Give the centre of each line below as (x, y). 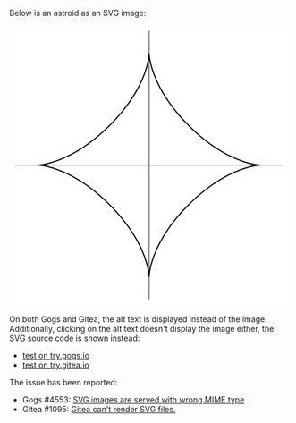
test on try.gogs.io (56, 355)
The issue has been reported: (63, 382)
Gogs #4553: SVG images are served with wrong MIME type (133, 400)
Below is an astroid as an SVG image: (78, 13)
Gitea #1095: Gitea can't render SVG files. (99, 409)
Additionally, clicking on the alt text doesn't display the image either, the (142, 329)
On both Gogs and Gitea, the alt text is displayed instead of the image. (139, 319)
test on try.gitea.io (55, 365)
